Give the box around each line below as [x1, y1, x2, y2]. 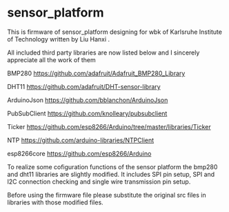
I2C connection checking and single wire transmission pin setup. [7, 177, 191, 186]
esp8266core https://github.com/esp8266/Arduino [7, 149, 152, 157]
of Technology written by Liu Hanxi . [7, 35, 110, 43]
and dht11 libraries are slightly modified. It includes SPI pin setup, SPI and [7, 170, 215, 178]
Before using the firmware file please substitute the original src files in [7, 191, 206, 199]
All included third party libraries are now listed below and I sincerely [7, 48, 200, 57]
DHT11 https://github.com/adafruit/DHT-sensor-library [7, 82, 161, 90]
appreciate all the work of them [7, 55, 97, 64]
